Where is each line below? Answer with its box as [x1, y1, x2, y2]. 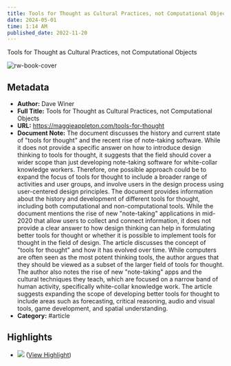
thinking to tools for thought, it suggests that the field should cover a [16, 151, 212, 159]
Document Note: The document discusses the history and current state [16, 129, 221, 138]
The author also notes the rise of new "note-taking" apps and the [16, 268, 202, 276]
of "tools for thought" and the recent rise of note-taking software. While [16, 136, 221, 144]
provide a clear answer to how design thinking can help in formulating [16, 224, 215, 233]
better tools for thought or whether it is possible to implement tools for [16, 231, 217, 239]
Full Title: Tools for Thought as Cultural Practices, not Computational [16, 107, 212, 116]
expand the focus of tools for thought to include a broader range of [16, 173, 208, 181]
